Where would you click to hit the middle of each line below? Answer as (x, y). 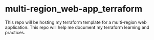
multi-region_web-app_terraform (74, 9)
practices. (15, 32)
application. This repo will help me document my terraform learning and (77, 27)
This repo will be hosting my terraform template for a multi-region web (76, 22)
